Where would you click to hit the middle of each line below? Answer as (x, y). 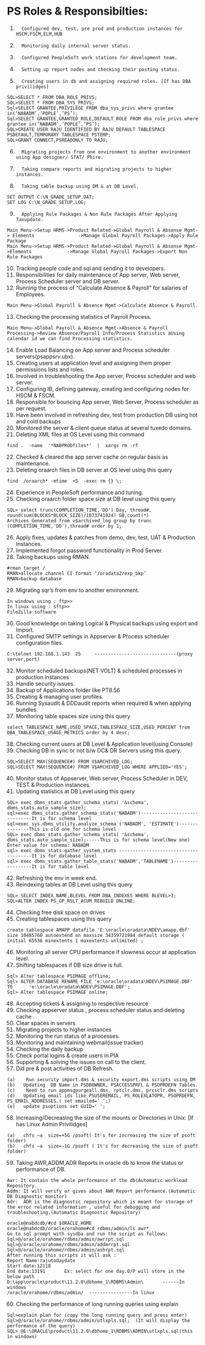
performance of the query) (41, 1326)
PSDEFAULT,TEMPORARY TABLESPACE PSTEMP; (59, 135)
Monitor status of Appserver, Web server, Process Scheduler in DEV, (102, 778)
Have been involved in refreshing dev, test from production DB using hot (106, 415)
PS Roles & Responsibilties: (77, 11)
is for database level (68, 856)
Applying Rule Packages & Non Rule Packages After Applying (99, 214)
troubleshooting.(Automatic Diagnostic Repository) (74, 1212)
